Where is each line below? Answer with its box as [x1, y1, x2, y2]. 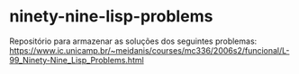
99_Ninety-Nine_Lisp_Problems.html [9, 54, 144, 65]
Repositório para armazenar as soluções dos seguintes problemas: [9, 36, 258, 46]
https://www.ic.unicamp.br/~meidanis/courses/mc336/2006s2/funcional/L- [9, 45, 290, 55]
